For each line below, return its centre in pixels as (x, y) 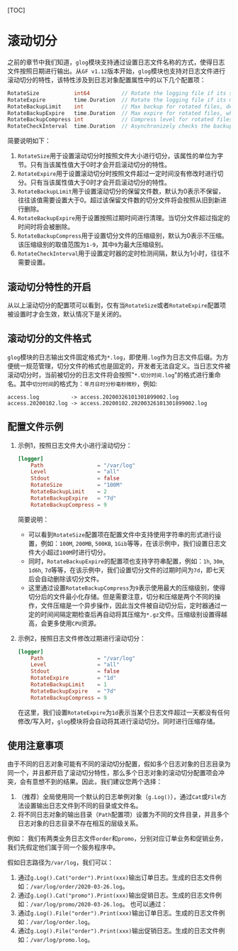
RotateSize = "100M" (77, 485)
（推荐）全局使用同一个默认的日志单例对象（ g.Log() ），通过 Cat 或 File (119, 797)
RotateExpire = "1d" (74, 678)
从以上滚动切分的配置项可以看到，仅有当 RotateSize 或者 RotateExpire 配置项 (117, 305)
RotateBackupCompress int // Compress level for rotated (110, 120)
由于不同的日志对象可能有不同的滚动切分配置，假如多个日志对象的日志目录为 (119, 764)
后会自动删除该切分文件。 (66, 578)
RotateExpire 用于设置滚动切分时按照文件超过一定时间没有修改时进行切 (120, 174)
